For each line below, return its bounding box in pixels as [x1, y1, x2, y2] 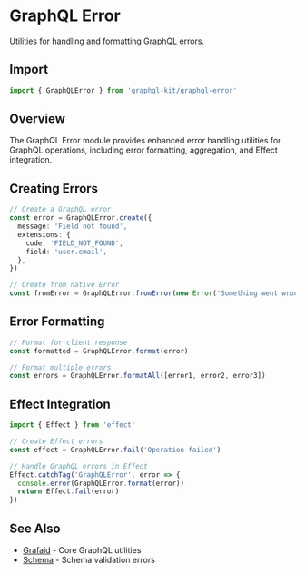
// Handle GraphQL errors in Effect [9, 461, 148, 470]
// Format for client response [9, 338, 128, 347]
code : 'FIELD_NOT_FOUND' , [25, 238, 124, 248]
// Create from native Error [9, 281, 120, 290]
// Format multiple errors [9, 362, 112, 372]
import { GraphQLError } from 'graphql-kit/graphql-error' [9, 85, 238, 95]
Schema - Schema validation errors [22, 554, 156, 565]
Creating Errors [9, 181, 98, 196]
